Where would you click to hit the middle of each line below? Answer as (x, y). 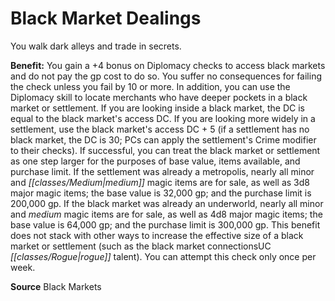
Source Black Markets (56, 286)
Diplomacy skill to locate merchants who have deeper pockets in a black (159, 97)
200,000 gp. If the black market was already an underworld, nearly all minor (167, 203)
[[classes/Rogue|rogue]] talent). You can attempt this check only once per (163, 256)
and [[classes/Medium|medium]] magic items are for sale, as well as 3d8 (160, 182)
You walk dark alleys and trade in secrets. (96, 46)
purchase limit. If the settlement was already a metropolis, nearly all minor (162, 171)
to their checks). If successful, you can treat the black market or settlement (165, 150)
